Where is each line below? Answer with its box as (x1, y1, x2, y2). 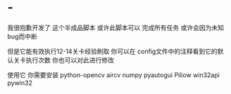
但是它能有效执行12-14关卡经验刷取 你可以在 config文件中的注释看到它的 (7, 47, 218, 55)
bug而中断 (7, 32, 37, 41)
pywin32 (7, 79, 33, 87)
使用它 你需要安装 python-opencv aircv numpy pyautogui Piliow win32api (7, 70, 220, 79)
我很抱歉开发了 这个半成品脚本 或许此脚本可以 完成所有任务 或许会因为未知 (7, 23, 224, 32)
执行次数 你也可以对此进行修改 (25, 55, 114, 64)
